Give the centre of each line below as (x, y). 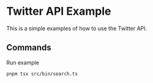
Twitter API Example (59, 11)
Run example (23, 62)
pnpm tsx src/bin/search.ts (42, 74)
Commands (29, 48)
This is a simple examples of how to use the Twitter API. (77, 28)
